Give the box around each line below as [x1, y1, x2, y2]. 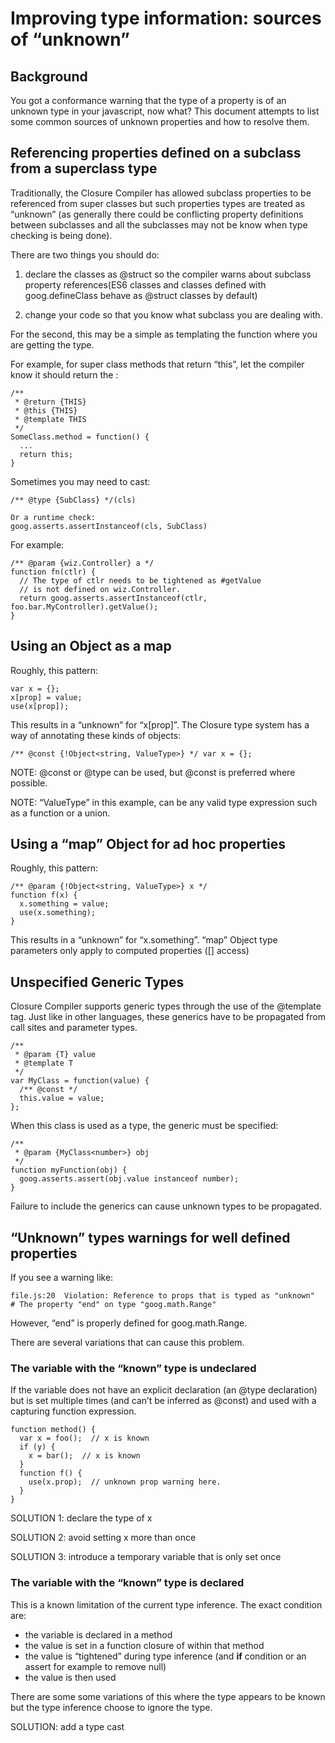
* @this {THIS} [14, 405, 78, 416]
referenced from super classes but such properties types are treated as [10, 197, 306, 209]
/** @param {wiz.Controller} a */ [10, 558, 155, 568]
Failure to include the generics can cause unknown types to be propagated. [10, 1200, 322, 1212]
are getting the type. [10, 338, 95, 351]
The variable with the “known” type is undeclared [10, 1361, 257, 1375]
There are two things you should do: [10, 248, 160, 261]
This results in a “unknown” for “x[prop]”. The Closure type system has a [10, 718, 310, 731]
